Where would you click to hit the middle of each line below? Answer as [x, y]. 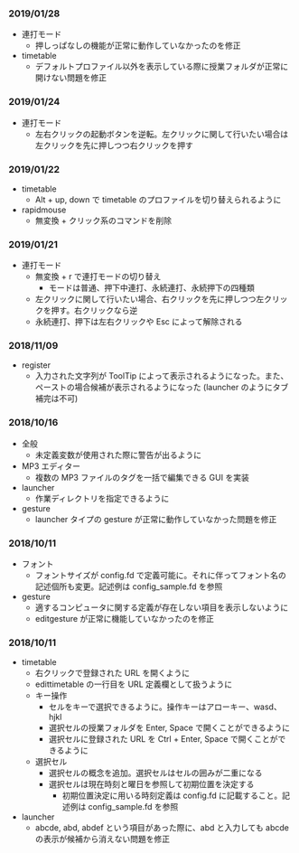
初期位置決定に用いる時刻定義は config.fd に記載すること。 [172, 796]
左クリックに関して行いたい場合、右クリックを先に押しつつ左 [149, 299]
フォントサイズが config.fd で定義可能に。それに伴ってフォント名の [160, 576]
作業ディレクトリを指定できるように [102, 498]
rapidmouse [44, 210]
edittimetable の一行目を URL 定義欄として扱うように [134, 684]
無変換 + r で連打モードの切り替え [98, 277]
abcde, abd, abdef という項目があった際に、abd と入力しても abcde [162, 828]
